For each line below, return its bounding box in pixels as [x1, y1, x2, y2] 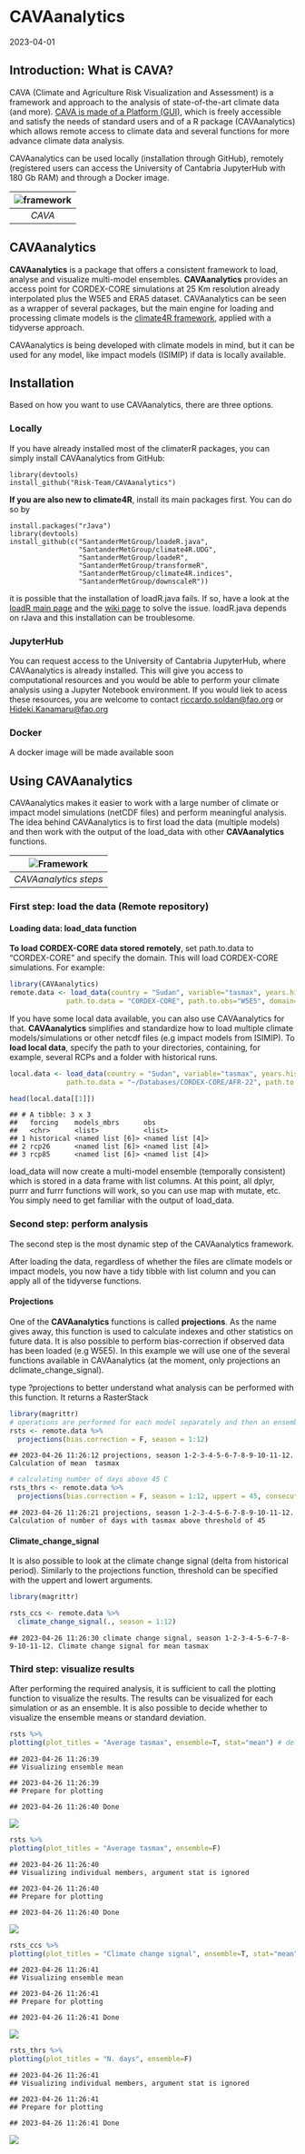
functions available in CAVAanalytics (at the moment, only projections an [9, 1355, 281, 1365]
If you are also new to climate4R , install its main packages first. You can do [9, 493, 292, 505]
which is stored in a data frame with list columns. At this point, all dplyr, [9, 1176, 275, 1186]
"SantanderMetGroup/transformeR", [78, 561, 209, 570]
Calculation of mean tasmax [9, 1459, 120, 1468]
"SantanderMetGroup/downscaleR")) [78, 577, 209, 586]
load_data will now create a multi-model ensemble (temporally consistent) [9, 1166, 286, 1177]
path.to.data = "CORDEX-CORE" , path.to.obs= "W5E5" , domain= [66, 997, 299, 1006]
